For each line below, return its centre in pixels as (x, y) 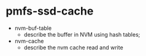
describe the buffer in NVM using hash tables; (82, 34)
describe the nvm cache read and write (73, 47)
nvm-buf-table (33, 28)
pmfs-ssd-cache (50, 11)
